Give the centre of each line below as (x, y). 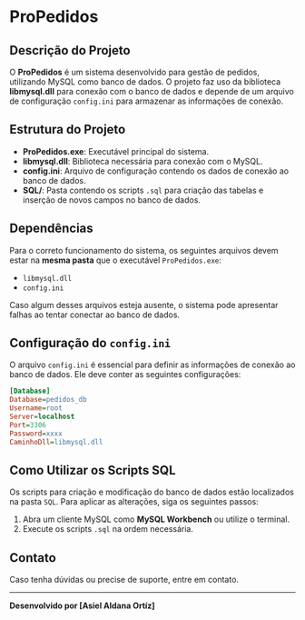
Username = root (36, 408)
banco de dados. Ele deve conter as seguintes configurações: (125, 375)
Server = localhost (42, 417)
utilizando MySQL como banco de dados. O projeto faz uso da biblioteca (145, 82)
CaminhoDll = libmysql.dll (56, 442)
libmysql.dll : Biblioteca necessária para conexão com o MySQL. (143, 161)
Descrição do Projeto (70, 50)
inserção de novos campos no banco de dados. (112, 200)
